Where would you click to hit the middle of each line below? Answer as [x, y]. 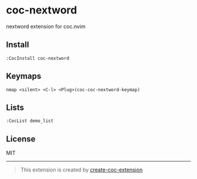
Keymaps [24, 76]
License [21, 139]
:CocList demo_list [30, 121]
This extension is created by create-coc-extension [81, 170]
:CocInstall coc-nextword [38, 58]
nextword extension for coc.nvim [46, 26]
